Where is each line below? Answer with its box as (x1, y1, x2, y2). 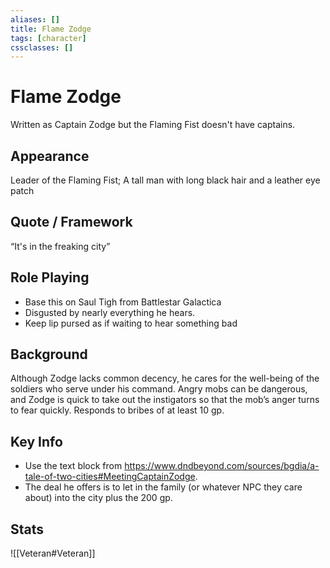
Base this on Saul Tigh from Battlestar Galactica (24, 296, 222, 308)
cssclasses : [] (10, 42, 74, 53)
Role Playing (10, 269, 90, 286)
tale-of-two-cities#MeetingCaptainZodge (24, 471, 196, 483)
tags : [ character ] (10, 33, 87, 43)
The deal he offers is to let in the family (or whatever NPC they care (24, 481, 303, 493)
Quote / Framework (10, 214, 133, 231)
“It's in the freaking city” (10, 240, 111, 252)
